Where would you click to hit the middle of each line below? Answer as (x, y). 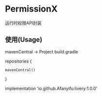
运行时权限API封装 (23, 23)
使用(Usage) (24, 40)
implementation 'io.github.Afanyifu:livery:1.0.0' (51, 88)
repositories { (19, 61)
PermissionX (31, 9)
